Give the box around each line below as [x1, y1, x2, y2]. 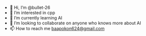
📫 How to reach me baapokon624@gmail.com [9, 26, 105, 31]
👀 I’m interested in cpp [9, 10, 55, 16]
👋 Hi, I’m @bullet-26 [9, 5, 50, 10]
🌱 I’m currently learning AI [9, 15, 63, 20]
